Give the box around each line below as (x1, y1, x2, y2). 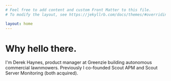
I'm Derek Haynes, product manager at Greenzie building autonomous (5, 59, 152, 65)
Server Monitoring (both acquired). (5, 70, 78, 76)
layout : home (5, 21, 33, 26)
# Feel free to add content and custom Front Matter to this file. (5, 7, 152, 13)
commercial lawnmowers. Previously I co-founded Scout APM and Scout (5, 65, 158, 71)
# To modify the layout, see (5, 12, 67, 17)
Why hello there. (5, 43, 77, 54)
